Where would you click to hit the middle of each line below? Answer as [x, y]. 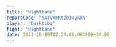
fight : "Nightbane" [31, 29]
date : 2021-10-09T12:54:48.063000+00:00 [58, 35]
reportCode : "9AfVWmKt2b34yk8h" [47, 18]
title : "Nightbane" [31, 12]
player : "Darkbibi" [31, 23]
